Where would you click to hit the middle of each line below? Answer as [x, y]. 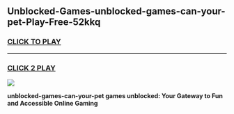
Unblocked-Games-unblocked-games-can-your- [116, 11]
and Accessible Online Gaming [53, 103]
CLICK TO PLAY [34, 42]
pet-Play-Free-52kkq [54, 22]
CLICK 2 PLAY [31, 68]
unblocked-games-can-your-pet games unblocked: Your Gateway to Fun [115, 95]
